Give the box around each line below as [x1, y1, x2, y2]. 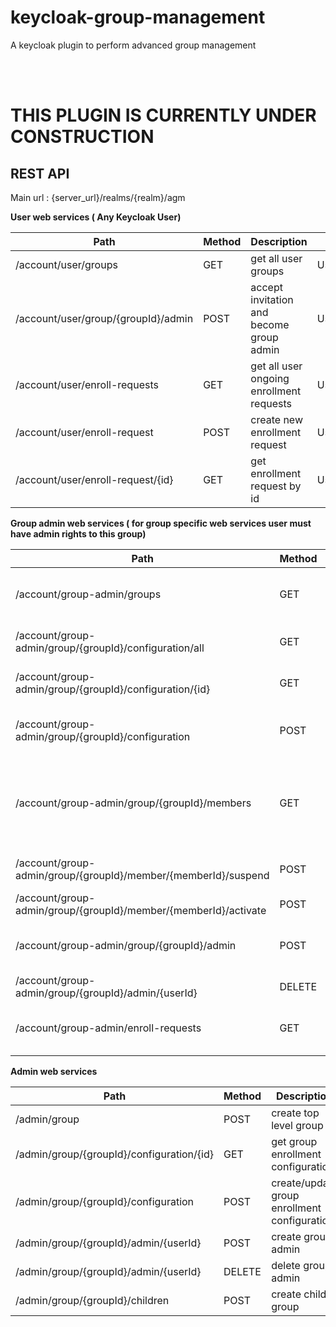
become [250, 317, 290, 331]
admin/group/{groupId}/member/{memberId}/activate [15, 903, 267, 917]
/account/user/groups [15, 257, 118, 271]
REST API [10, 165, 70, 182]
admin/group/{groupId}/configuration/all [15, 641, 205, 655]
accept [250, 280, 283, 294]
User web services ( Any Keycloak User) [10, 211, 182, 223]
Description [250, 234, 308, 248]
